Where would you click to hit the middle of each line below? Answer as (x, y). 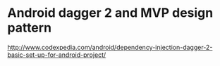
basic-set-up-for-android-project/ (57, 55)
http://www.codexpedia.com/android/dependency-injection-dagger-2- (110, 47)
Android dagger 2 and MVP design (110, 13)
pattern (29, 28)
